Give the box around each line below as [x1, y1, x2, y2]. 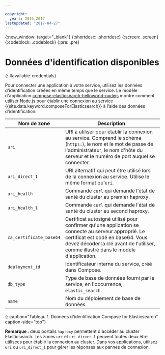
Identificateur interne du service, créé [65, 261, 152, 267]
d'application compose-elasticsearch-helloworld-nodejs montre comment [5, 93, 155, 99]
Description [97, 120, 126, 127]
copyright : [5, 11, 27, 16]
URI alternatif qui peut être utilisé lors [65, 167, 151, 174]
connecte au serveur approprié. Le [65, 228, 145, 235]
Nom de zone [18, 120, 50, 127]
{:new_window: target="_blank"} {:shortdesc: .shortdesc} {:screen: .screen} [5, 34, 159, 40]
